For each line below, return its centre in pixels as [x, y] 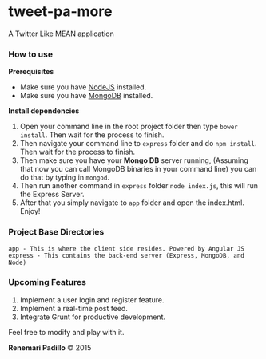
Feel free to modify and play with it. [66, 332]
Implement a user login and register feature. [92, 300]
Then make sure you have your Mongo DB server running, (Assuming [134, 160]
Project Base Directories [56, 232]
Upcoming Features [47, 282]
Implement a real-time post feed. [73, 308]
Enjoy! [30, 211]
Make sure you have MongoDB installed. [86, 96]
